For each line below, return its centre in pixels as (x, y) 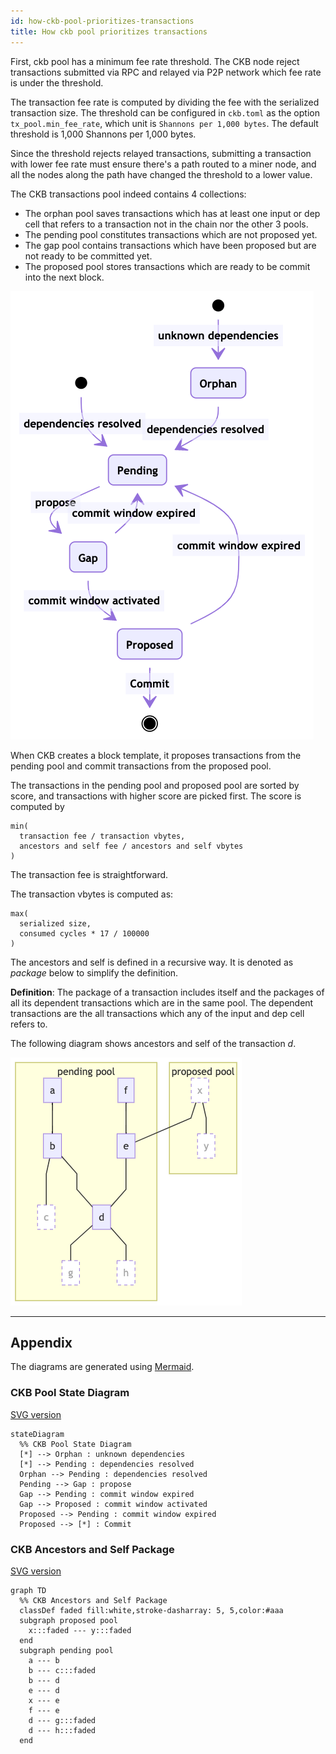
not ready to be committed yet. (88, 256)
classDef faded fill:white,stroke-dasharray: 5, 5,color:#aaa (151, 1610)
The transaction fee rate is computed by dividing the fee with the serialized (165, 102)
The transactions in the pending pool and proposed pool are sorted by (155, 785)
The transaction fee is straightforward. (89, 874)
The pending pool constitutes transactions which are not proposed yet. (171, 234)
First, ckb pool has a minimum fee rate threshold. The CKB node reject (155, 61)
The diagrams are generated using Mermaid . (102, 1367)
